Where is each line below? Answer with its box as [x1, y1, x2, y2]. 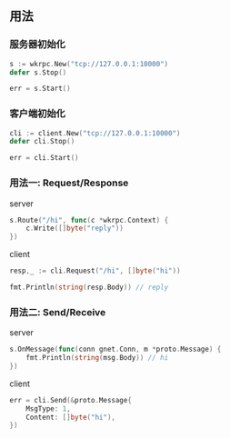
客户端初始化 [9, 107, 66, 120]
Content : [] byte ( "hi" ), [25, 413, 116, 422]
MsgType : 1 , [25, 403, 71, 413]
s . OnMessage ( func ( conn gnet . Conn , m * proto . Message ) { [9, 344, 222, 354]
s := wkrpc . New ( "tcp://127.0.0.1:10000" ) [9, 59, 169, 68]
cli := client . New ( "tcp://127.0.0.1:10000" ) [9, 128, 181, 138]
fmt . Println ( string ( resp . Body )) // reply [9, 283, 169, 293]
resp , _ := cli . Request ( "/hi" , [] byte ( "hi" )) [9, 266, 181, 275]
